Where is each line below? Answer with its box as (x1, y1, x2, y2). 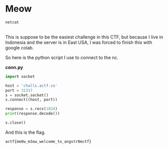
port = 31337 (5, 88, 33, 93)
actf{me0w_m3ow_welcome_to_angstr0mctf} (5, 139, 92, 144)
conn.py (5, 64, 23, 70)
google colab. (5, 44, 34, 51)
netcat (5, 20, 19, 25)
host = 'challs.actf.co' (5, 83, 58, 88)
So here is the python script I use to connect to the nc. (5, 54, 119, 61)
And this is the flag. (5, 129, 46, 135)
